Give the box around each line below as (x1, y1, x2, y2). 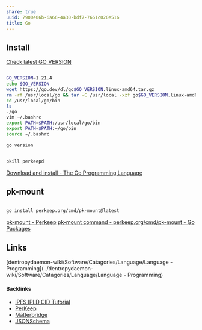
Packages (6, 225, 31, 232)
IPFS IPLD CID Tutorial (14, 299, 70, 306)
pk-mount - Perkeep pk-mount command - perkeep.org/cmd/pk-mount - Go (6, 219, 195, 226)
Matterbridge (14, 311, 48, 319)
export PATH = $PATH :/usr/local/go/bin (6, 120, 101, 126)
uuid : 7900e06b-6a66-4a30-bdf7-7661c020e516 (6, 14, 120, 20)
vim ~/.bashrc (6, 114, 42, 120)
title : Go (6, 20, 31, 26)
